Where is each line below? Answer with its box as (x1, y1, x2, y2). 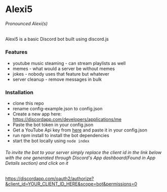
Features (5, 49, 28, 56)
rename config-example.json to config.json (12, 105, 103, 111)
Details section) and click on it (5, 160, 68, 166)
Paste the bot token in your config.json (12, 121, 94, 127)
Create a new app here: (12, 111, 62, 117)
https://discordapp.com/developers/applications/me (12, 116, 122, 122)
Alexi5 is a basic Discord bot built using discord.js (5, 36, 109, 42)
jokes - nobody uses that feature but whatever (12, 71, 110, 77)
